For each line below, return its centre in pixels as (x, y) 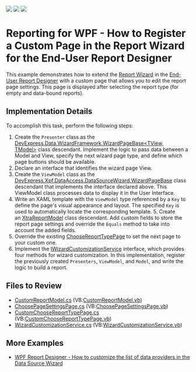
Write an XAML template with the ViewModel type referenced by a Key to (100, 199)
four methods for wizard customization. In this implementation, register (100, 255)
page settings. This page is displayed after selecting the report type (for (92, 87)
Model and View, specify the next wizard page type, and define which (98, 156)
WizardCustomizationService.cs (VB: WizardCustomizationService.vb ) (98, 325)
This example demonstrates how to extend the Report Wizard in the (87, 74)
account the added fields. (45, 230)
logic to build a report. (41, 267)
